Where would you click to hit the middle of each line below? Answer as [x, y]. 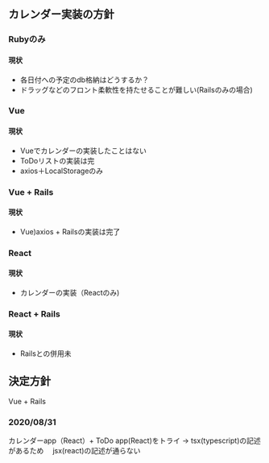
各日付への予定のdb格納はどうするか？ [84, 80]
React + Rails [34, 314]
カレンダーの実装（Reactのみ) [70, 292]
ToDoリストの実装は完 [57, 160]
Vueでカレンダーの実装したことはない [83, 151]
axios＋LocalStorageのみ [61, 171]
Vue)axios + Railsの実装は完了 [70, 231]
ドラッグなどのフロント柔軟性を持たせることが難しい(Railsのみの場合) [136, 89]
